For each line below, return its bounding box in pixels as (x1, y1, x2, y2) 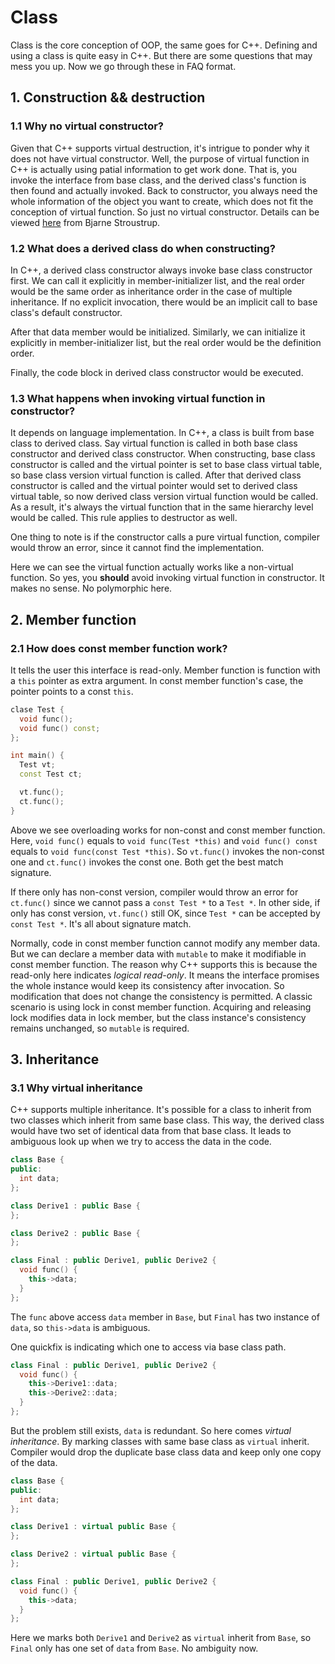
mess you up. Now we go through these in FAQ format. (10, 60, 237, 72)
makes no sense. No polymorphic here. (10, 582, 173, 595)
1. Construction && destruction (10, 89, 206, 106)
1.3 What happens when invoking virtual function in (10, 391, 266, 405)
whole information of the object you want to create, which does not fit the (10, 195, 314, 207)
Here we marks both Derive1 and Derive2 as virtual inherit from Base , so (10, 1632, 312, 1644)
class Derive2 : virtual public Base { (10, 1549, 177, 1560)
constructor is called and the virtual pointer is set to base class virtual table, (10, 459, 323, 471)
